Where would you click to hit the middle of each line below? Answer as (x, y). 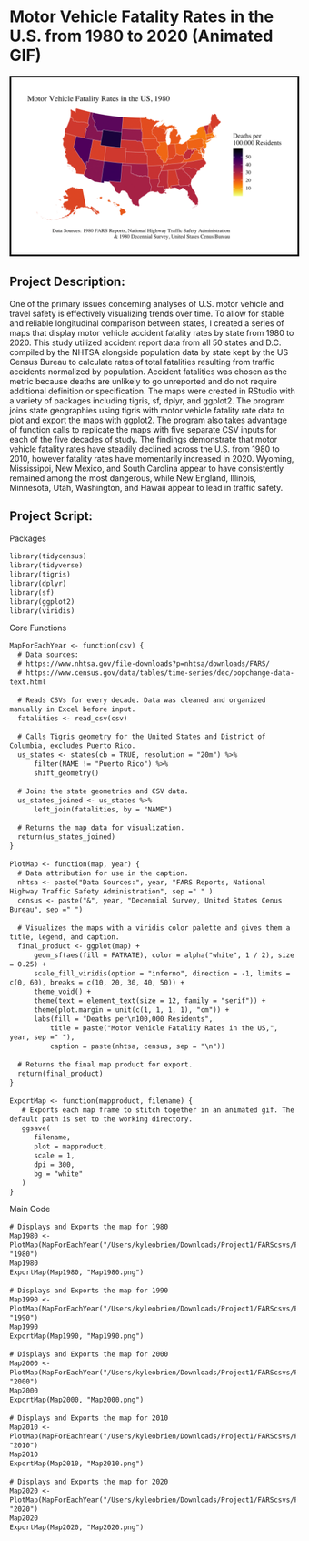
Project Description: (67, 282)
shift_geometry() (66, 773)
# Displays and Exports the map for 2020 (89, 1482)
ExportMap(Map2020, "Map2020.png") (77, 1527)
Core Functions (38, 628)
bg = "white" (58, 1174)
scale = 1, (54, 1155)
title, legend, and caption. (65, 937)
